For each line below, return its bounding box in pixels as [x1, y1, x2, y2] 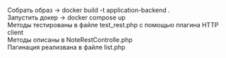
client [7, 28, 23, 36]
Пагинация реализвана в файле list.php [7, 43, 126, 51]
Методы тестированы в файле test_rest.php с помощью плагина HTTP [7, 21, 219, 29]
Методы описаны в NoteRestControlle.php [7, 36, 133, 44]
